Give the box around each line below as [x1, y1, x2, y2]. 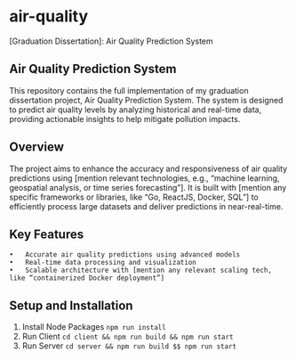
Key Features [9, 226, 84, 241]
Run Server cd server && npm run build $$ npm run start [21, 340, 237, 351]
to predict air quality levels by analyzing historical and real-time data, [9, 104, 262, 115]
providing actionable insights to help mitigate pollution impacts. [9, 113, 241, 124]
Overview [9, 140, 65, 155]
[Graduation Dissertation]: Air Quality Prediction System [9, 36, 213, 46]
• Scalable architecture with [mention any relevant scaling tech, [9, 266, 273, 275]
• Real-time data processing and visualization [9, 258, 197, 267]
